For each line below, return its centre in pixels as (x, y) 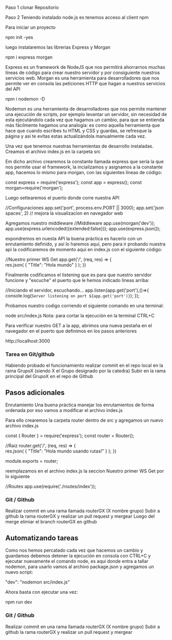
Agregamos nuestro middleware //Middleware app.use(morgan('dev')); (80, 223)
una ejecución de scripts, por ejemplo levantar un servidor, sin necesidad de (86, 114)
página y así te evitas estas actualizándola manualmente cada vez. (76, 136)
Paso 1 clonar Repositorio (32, 7)
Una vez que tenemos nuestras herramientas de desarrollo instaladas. (80, 146)
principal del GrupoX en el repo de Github (49, 377)
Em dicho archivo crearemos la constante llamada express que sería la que (85, 162)
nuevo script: (19, 572)
